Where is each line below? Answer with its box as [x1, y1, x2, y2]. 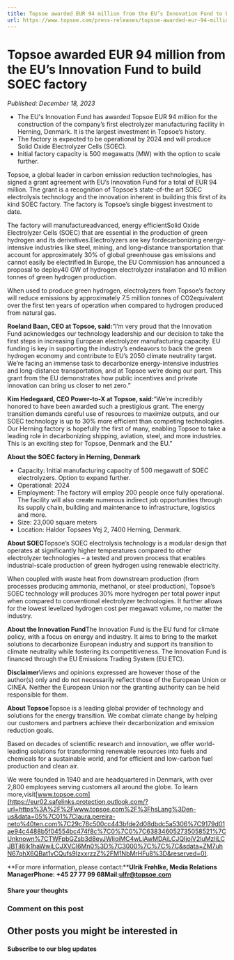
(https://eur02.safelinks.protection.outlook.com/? [7, 798, 148, 806]
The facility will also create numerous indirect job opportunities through [17, 496, 223, 504]
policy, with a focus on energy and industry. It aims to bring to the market [7, 633, 217, 641]
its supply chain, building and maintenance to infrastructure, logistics [17, 503, 216, 512]
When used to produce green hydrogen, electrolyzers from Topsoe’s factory [7, 286, 226, 295]
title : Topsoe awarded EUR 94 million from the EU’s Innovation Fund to [7, 10, 223, 17]
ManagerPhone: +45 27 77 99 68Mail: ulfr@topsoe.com [7, 870, 172, 878]
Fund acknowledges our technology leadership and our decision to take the [7, 330, 224, 338]
